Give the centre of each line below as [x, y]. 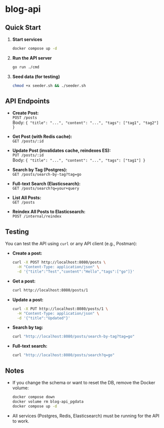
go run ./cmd [26, 67]
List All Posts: [27, 198]
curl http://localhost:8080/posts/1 [50, 290]
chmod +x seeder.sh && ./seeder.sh [49, 85]
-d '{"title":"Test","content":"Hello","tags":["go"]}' [76, 272]
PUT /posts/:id [28, 155]
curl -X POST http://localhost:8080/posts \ [59, 262]
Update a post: [28, 299]
